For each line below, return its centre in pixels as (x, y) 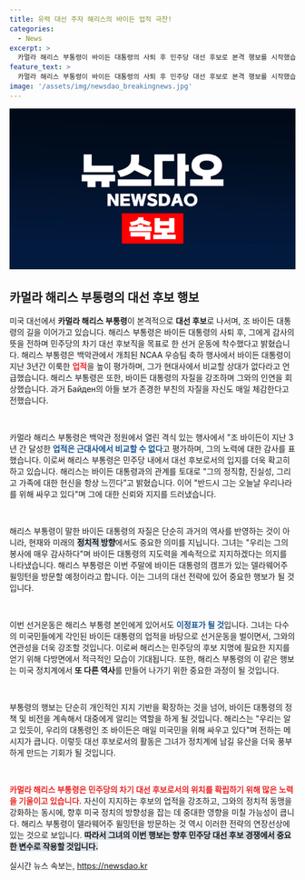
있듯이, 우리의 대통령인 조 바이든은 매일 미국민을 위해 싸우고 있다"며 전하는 (150, 730)
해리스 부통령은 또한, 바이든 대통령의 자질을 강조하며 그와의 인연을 (167, 378)
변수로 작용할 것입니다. (59, 846)
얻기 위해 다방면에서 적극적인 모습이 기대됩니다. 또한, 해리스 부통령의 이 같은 (144, 659)
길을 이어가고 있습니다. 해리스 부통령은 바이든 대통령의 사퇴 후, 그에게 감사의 (160, 333)
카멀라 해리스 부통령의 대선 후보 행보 (104, 297)
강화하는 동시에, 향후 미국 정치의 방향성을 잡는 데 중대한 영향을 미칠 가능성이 (144, 813)
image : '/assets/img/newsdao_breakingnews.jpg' (101, 86)
